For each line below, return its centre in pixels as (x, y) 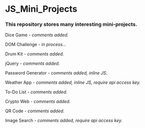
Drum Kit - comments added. (35, 54)
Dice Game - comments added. (37, 35)
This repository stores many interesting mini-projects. (71, 25)
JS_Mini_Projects (41, 9)
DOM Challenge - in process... (36, 45)
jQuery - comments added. (32, 64)
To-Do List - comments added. (36, 92)
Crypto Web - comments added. (38, 102)
